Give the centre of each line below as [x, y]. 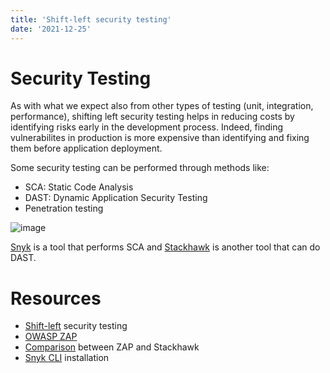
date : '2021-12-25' [51, 29]
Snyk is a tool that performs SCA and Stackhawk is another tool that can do [165, 247]
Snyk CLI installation [67, 358]
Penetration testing [64, 208]
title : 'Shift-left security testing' [91, 19]
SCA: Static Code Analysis [79, 187]
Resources [56, 298]
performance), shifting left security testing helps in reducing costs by [152, 117]
